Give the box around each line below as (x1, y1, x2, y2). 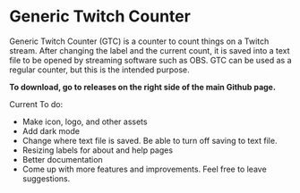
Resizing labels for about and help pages (21, 145, 173, 155)
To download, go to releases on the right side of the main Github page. (9, 81, 276, 92)
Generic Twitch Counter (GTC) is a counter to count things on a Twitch (9, 36, 270, 46)
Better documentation (21, 154, 103, 164)
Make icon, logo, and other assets (21, 116, 148, 127)
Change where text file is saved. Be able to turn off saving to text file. (21, 135, 278, 146)
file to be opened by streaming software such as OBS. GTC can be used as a (9, 55, 292, 65)
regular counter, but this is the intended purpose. (9, 64, 190, 75)
